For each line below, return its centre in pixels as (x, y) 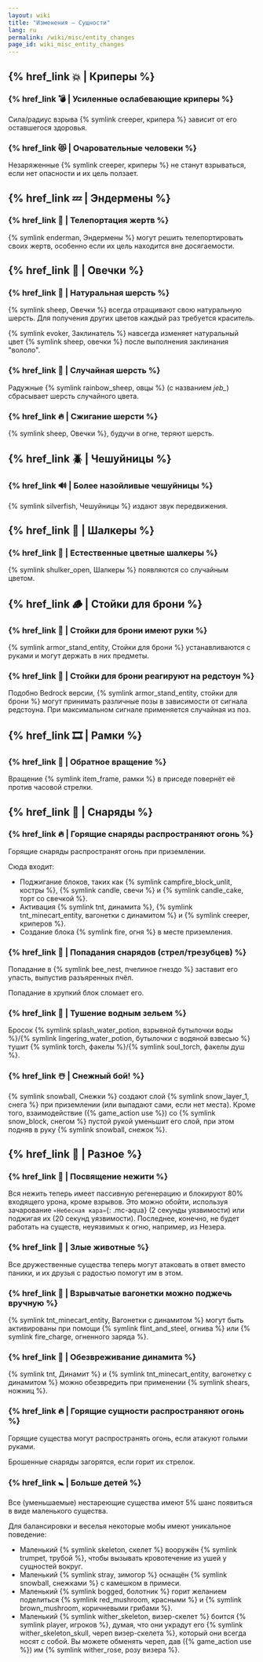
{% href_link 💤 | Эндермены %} (89, 198)
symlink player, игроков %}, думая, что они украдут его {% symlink (131, 1624)
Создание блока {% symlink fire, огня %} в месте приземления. (126, 932)
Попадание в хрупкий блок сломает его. (76, 993)
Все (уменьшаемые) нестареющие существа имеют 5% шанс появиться (130, 1502)
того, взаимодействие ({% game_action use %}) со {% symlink (112, 1112)
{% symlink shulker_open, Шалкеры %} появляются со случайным (119, 570)
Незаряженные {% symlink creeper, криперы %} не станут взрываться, (127, 165)
